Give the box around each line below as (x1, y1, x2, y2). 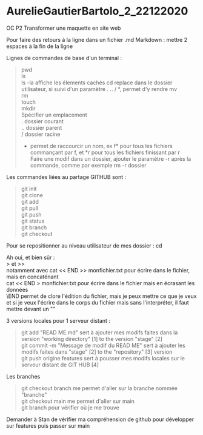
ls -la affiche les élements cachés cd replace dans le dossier (21, 79, 173, 86)
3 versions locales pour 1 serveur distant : (6, 317, 111, 324)
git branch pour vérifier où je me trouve (21, 403, 119, 411)
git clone (21, 191, 44, 198)
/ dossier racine (21, 130, 61, 138)
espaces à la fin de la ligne (6, 42, 73, 50)
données (6, 286, 28, 293)
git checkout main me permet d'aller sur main (21, 397, 135, 405)
